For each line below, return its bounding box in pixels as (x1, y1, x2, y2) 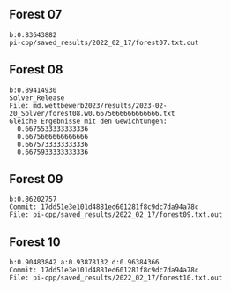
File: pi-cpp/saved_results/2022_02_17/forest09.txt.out (9, 211, 223, 219)
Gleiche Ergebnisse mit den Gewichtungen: (9, 117, 168, 126)
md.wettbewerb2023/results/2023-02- (32, 101, 168, 110)
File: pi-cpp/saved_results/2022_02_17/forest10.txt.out (9, 273, 223, 282)
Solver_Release (9, 93, 65, 103)
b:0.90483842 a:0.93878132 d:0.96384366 (9, 258, 160, 267)
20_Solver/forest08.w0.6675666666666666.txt (9, 109, 175, 118)
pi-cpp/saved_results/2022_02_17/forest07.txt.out (9, 38, 199, 47)
